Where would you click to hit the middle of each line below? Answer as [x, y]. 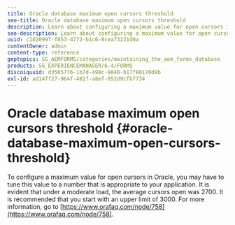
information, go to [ [35, 207]
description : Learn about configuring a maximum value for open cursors [115, 27]
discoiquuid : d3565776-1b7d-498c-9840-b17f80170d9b [84, 72]
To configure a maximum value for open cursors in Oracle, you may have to [116, 177]
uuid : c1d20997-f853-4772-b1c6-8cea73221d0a [73, 40]
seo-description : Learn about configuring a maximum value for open [109, 33]
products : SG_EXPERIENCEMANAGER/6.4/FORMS [70, 66]
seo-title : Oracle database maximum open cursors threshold [97, 20]
